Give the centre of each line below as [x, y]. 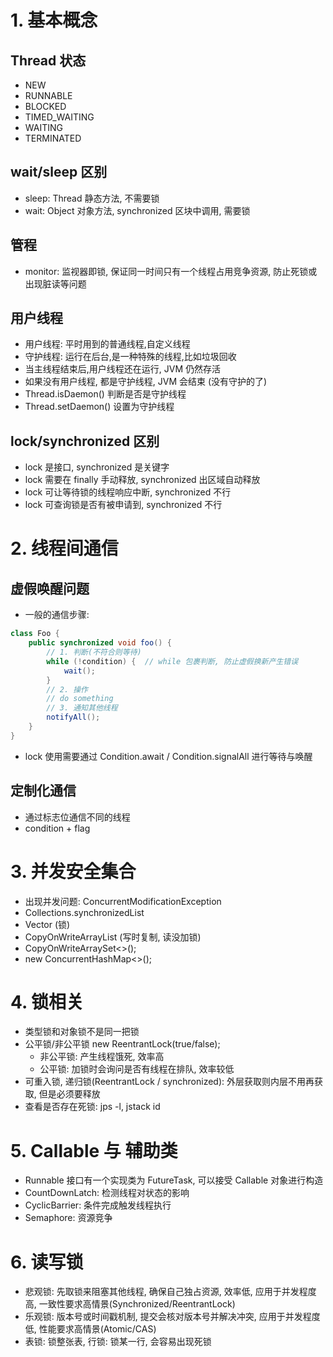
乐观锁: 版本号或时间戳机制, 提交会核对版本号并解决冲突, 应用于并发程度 [172, 1317]
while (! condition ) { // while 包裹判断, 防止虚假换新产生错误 [172, 661]
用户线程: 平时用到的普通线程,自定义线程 [107, 344]
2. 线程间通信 [64, 548]
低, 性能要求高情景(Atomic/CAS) [90, 1329]
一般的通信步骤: [57, 615]
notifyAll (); [73, 717]
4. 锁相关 [47, 1002]
